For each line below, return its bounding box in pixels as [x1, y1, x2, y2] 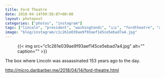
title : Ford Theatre [5, 7, 48, 12]
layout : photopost [5, 16, 43, 21]
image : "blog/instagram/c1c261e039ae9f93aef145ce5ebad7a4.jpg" [5, 30, 137, 35]
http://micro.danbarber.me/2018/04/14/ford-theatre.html [5, 67, 119, 73]
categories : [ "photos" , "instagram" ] [5, 20, 82, 26]
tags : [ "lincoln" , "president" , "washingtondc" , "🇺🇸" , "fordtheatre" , [5, 25, 155, 30]
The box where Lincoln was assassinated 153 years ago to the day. [5, 58, 140, 63]
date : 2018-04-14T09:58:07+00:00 [5, 12, 74, 17]
